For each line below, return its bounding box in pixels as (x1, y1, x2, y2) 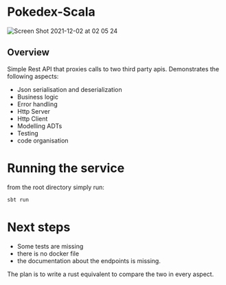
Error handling (16, 100, 58, 108)
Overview (7, 47, 50, 58)
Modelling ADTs (16, 121, 63, 130)
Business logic (16, 92, 58, 101)
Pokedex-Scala (7, 4, 96, 20)
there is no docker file (16, 249, 80, 258)
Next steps (7, 219, 71, 235)
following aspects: (7, 72, 59, 80)
